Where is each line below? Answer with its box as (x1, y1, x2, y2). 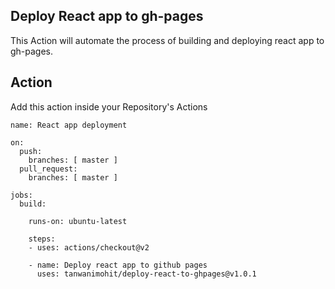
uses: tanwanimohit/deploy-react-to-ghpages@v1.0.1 (36, 269, 257, 279)
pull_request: (19, 164, 78, 174)
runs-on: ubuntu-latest (28, 216, 128, 226)
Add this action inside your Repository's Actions (10, 100, 208, 113)
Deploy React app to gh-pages (10, 8, 204, 25)
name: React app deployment (10, 120, 128, 130)
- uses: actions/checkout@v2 (28, 242, 150, 253)
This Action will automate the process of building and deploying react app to (10, 34, 325, 46)
